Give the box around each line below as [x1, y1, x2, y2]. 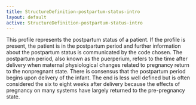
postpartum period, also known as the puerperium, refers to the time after [6, 55, 188, 63]
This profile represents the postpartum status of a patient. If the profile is [6, 36, 186, 44]
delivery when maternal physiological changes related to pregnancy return [6, 61, 190, 69]
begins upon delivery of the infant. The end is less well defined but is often [6, 74, 190, 81]
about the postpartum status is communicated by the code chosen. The [6, 49, 183, 56]
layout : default [6, 14, 47, 20]
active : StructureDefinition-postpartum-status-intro [6, 20, 143, 26]
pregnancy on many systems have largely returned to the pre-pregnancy [6, 87, 185, 94]
